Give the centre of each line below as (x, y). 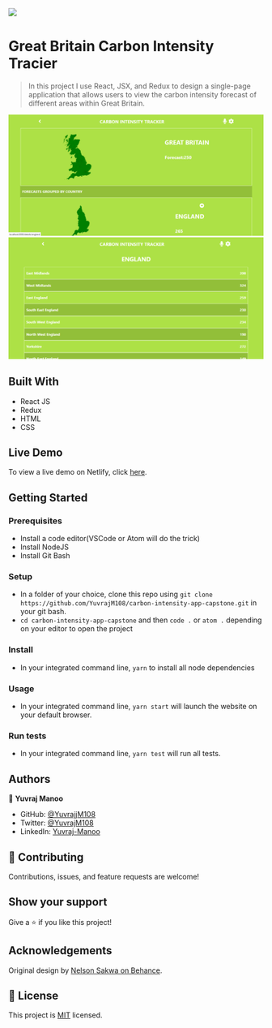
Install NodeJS (45, 547)
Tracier (33, 64)
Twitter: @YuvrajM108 (57, 823)
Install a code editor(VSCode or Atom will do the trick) (110, 539)
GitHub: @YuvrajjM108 (57, 815)
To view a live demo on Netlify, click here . (78, 472)
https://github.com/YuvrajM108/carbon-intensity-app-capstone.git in (138, 603)
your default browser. (56, 715)
